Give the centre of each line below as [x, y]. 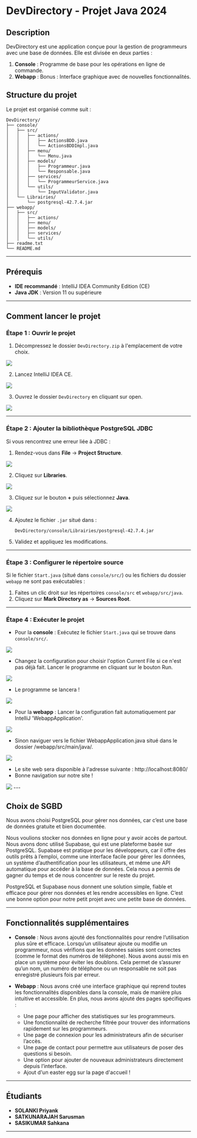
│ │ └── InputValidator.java [52, 192]
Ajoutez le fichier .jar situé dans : [56, 520]
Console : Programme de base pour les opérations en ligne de [90, 64]
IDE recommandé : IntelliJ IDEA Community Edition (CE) [82, 286]
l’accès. [33, 1041]
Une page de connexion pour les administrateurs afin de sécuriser [103, 1035]
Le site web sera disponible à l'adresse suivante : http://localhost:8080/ [101, 769]
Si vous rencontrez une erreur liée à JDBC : [58, 441]
